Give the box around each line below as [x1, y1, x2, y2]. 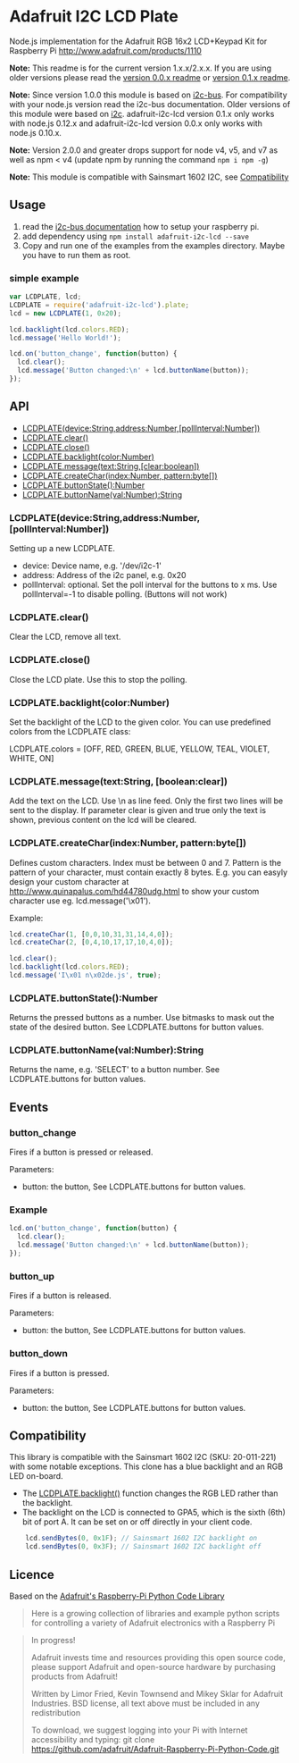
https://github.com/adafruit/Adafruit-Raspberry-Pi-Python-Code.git [30, 1743, 279, 1754]
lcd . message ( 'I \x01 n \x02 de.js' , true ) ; [9, 971, 162, 980]
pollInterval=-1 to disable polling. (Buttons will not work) [21, 589, 228, 600]
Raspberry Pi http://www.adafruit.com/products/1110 [9, 45, 203, 55]
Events [9, 1099, 49, 1114]
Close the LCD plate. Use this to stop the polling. [9, 674, 187, 684]
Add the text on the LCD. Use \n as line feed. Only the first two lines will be [9, 795, 284, 806]
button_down [9, 1347, 69, 1360]
